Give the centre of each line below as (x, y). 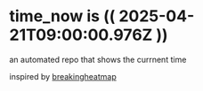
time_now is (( (62, 16)
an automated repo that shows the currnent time (98, 59)
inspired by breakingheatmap (63, 76)
